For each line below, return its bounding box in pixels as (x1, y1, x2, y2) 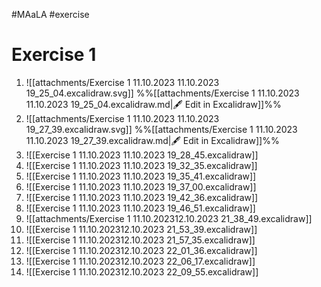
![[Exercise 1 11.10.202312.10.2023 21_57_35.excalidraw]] (25, 234, 256, 246)
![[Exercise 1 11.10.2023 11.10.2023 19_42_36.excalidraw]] (25, 191, 259, 203)
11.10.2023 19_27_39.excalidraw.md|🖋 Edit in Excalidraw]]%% (25, 134, 280, 146)
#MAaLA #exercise (11, 9, 90, 20)
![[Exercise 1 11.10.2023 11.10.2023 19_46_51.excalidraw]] (25, 202, 256, 214)
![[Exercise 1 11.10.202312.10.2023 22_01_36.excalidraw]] (25, 244, 258, 256)
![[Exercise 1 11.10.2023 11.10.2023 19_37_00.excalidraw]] (25, 180, 257, 193)
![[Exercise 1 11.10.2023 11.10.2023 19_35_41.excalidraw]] (25, 170, 257, 182)
